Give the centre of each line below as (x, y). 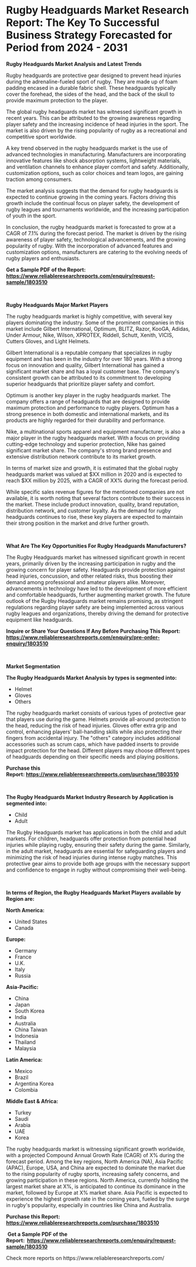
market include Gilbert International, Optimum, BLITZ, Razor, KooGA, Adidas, (98, 329)
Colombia (26, 1090)
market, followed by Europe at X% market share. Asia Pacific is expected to (97, 1192)
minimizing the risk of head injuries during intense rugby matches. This (92, 857)
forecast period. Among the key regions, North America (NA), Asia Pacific (95, 1161)
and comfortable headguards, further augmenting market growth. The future (98, 595)
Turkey (23, 1112)
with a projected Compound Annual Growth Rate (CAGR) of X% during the (95, 1155)
